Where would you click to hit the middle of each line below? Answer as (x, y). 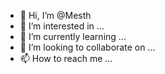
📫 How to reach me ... (66, 58)
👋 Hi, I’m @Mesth (55, 15)
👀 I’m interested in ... (62, 26)
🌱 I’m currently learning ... (73, 36)
